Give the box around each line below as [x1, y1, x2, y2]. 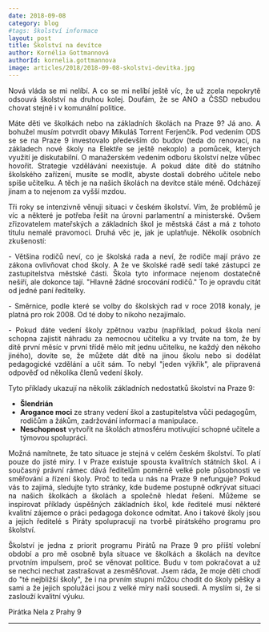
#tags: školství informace [8, 26, 98, 34]
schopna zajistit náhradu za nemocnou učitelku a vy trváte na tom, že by [8, 333, 261, 343]
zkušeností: [8, 235, 46, 245]
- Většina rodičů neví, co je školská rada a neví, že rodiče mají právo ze [8, 252, 261, 261]
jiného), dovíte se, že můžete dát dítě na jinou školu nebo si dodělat [8, 350, 261, 360]
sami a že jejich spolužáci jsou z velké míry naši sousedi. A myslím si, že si [8, 582, 261, 593]
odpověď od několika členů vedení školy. [8, 368, 143, 377]
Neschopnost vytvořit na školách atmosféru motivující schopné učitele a [19, 424, 260, 433]
